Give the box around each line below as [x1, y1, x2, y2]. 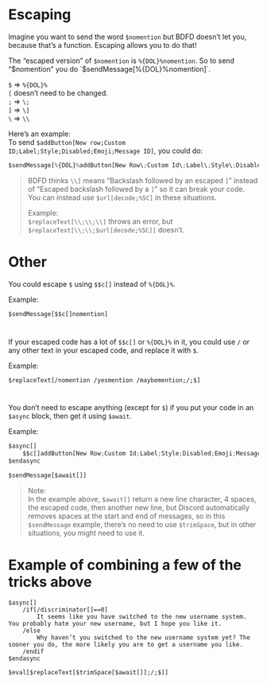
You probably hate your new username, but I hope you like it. [8, 620, 222, 628]
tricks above [8, 573, 92, 591]
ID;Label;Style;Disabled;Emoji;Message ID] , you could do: [8, 146, 203, 155]
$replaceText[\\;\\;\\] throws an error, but [27, 217, 173, 226]
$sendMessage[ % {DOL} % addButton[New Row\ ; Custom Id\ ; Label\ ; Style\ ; [8, 161, 237, 169]
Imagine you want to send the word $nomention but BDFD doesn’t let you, [8, 32, 247, 41]
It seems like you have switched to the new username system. [37, 613, 247, 621]
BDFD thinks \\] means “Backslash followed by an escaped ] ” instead [27, 175, 258, 185]
